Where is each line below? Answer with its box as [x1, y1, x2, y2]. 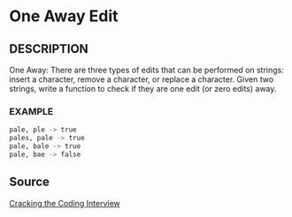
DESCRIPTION [9, 41, 88, 56]
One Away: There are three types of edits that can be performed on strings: [9, 64, 285, 75]
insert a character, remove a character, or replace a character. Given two [9, 74, 274, 85]
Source [9, 175, 50, 190]
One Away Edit [9, 6, 119, 26]
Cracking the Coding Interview [9, 198, 121, 208]
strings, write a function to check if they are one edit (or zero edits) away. [9, 84, 277, 94]
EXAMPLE [9, 105, 54, 117]
